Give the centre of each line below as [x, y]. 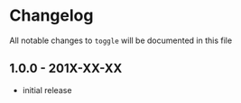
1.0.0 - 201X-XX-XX [66, 69]
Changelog [51, 16]
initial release [47, 90]
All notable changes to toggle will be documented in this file [121, 40]
